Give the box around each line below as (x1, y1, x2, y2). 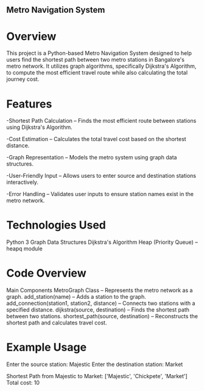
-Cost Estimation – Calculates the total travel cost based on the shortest (6, 136, 187, 143)
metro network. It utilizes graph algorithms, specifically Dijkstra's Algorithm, (6, 62, 197, 70)
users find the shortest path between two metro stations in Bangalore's (6, 56, 185, 64)
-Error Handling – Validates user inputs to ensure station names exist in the (6, 191, 194, 198)
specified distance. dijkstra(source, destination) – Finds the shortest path (6, 306, 190, 313)
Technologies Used (6, 218, 107, 232)
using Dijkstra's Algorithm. (6, 123, 73, 131)
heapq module (6, 245, 43, 252)
